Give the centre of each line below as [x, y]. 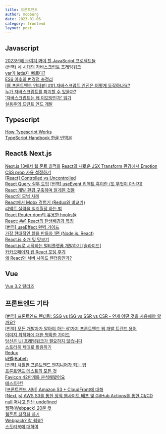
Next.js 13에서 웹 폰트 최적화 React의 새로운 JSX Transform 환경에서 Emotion [81, 166]
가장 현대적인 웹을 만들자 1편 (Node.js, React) [50, 233]
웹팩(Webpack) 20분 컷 [28, 408]
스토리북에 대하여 [22, 427]
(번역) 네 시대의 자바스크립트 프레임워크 [43, 67]
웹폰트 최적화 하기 [22, 414]
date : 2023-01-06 [23, 19]
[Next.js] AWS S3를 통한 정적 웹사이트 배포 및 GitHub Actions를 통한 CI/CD [79, 396]
